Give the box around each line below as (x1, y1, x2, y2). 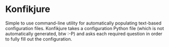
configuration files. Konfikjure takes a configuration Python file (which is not (5, 25, 164, 31)
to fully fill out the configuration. (5, 36, 73, 42)
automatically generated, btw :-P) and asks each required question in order (5, 30, 162, 36)
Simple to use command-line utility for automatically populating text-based (5, 20, 161, 26)
